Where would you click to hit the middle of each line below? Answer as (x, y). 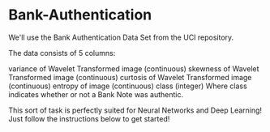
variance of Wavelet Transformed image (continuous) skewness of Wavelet (134, 68)
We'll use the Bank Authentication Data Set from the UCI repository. (121, 37)
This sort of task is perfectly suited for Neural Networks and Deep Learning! (135, 110)
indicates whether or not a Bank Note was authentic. (96, 94)
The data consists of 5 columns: (62, 53)
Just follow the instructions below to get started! (89, 118)
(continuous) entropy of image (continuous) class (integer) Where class (128, 86)
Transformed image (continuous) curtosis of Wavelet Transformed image (130, 77)
